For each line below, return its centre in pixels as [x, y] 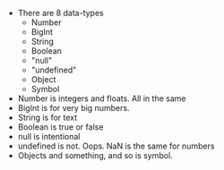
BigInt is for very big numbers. [73, 108]
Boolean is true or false [60, 127]
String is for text [47, 117]
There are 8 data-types [61, 13]
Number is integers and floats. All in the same [102, 98]
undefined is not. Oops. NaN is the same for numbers [116, 146]
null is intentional [49, 136]
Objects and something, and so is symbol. [95, 155]
